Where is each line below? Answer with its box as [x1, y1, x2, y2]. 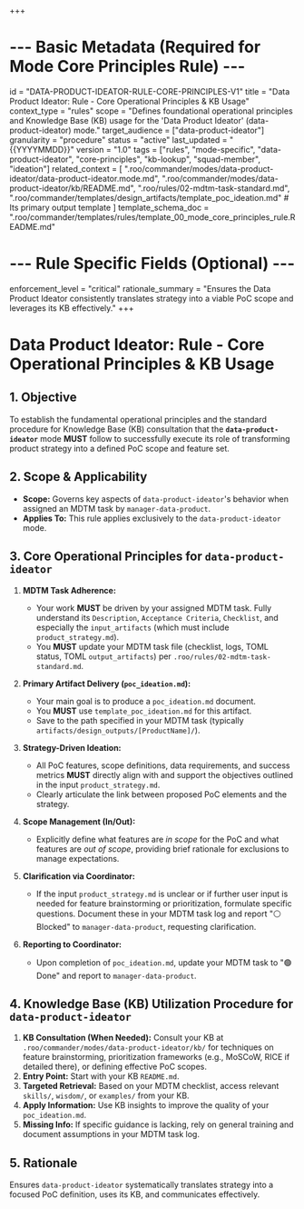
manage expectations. [35, 853, 120, 864]
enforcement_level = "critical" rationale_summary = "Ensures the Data [9, 283, 271, 294]
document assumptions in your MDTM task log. [22, 1129, 200, 1140]
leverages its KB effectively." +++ [9, 302, 134, 314]
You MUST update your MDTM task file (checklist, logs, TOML [35, 641, 270, 652]
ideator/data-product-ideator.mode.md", [9, 173, 161, 184]
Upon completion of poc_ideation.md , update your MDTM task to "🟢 [35, 956, 292, 968]
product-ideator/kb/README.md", [9, 183, 136, 194]
